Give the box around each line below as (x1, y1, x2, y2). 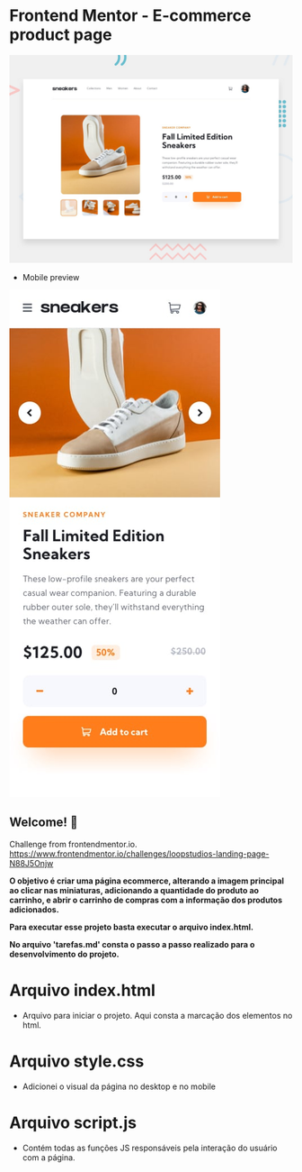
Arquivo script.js (9, 1112, 138, 1132)
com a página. (22, 1151, 75, 1163)
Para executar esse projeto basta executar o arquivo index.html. (9, 921, 254, 932)
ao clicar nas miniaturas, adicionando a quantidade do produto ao (9, 884, 259, 895)
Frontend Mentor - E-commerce (9, 5, 252, 26)
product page (9, 24, 112, 45)
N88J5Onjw (9, 857, 54, 868)
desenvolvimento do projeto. (9, 948, 120, 959)
